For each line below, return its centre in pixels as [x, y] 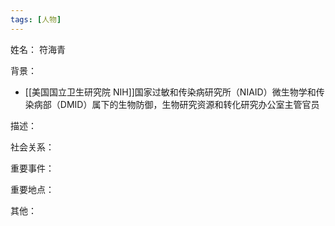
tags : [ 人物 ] [36, 19]
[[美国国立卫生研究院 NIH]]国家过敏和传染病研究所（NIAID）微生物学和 [170, 92]
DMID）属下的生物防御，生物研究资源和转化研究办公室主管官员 [189, 104]
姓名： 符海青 [38, 49]
